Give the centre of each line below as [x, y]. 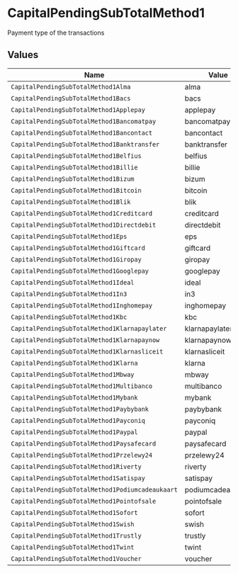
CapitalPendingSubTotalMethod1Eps [69, 236]
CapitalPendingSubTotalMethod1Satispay [78, 478]
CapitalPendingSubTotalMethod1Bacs [71, 98]
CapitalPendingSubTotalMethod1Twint [73, 547]
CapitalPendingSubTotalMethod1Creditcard [82, 213]
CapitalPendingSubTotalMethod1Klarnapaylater [89, 328]
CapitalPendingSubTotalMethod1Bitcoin [76, 190]
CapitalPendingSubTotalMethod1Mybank [74, 397]
